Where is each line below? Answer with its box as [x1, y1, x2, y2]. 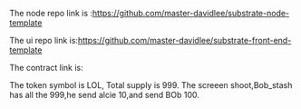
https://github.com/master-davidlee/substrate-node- [92, 8, 290, 18]
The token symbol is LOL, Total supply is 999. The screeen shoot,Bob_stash [9, 80, 293, 90]
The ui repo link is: [9, 35, 79, 45]
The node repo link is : [9, 8, 93, 18]
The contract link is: [9, 63, 83, 73]
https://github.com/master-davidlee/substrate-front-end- [77, 35, 292, 45]
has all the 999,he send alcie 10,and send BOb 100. [9, 90, 199, 100]
